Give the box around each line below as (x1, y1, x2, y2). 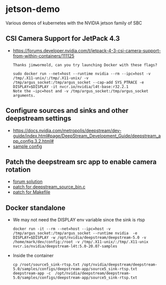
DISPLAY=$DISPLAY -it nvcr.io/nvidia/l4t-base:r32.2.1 (12, 84, 129, 89)
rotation (5, 165, 31, 174)
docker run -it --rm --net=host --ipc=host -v (12, 226, 111, 232)
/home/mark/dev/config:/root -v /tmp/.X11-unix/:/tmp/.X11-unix (12, 240, 149, 245)
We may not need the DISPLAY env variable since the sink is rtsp (12, 217, 145, 223)
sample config (12, 143, 43, 149)
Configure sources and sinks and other (5, 106, 129, 115)
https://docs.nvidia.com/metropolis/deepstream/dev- (12, 127, 122, 133)
